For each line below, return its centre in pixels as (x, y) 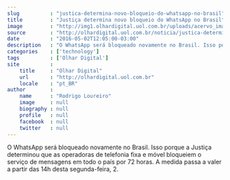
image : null (44, 103)
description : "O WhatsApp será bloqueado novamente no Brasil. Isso (111, 45)
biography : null (44, 109)
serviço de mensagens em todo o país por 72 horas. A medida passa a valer (114, 162)
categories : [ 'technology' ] (53, 52)
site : (30, 64)
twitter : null (44, 128)
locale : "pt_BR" (49, 83)
